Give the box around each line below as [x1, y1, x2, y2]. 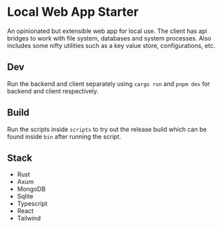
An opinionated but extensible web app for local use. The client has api [7, 27, 208, 35]
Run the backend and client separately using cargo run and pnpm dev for [7, 80, 210, 88]
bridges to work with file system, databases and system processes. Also [7, 34, 212, 42]
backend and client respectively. [7, 87, 99, 95]
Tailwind [16, 214, 41, 223]
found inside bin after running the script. [7, 132, 121, 141]
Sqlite [16, 192, 34, 201]
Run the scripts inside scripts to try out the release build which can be [7, 125, 207, 133]
